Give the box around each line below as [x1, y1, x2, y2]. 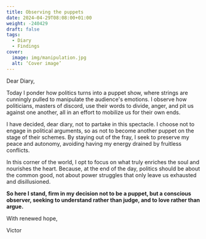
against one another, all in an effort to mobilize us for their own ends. [6, 108, 181, 116]
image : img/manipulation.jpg [12, 55, 87, 61]
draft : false [6, 26, 40, 32]
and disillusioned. [6, 178, 51, 185]
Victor [6, 226, 22, 233]
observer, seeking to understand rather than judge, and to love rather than [6, 196, 200, 203]
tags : [6, 32, 20, 38]
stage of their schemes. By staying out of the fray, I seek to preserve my [6, 133, 189, 141]
